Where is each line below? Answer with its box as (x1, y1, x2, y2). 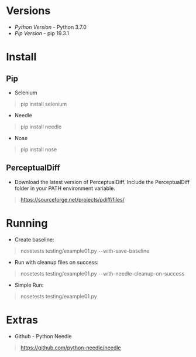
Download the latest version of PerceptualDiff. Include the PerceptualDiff (14, 178, 190, 185)
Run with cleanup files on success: (14, 259, 99, 266)
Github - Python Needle (14, 332, 72, 339)
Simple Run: (14, 281, 44, 288)
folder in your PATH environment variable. (14, 185, 116, 192)
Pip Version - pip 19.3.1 (14, 29, 69, 36)
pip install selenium (20, 100, 67, 107)
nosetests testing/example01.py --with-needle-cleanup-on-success (20, 270, 185, 277)
